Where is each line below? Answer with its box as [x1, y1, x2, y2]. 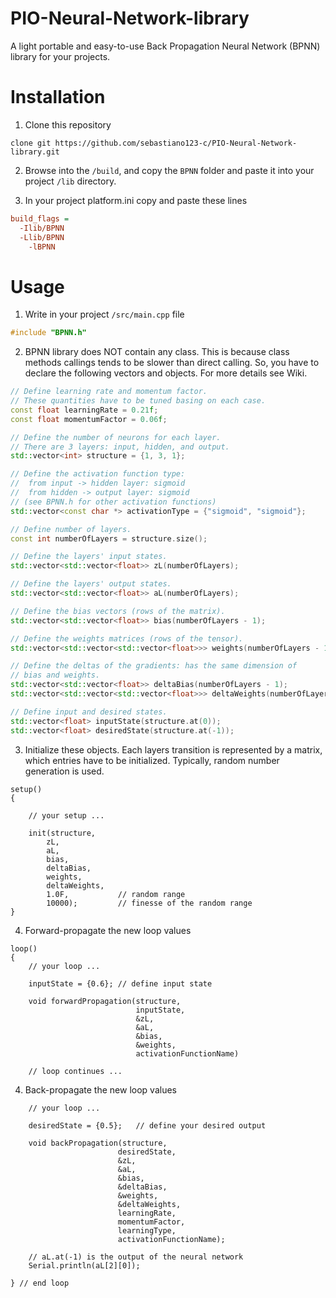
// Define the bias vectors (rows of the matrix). [10, 606, 226, 616]
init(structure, [28, 828, 97, 838]
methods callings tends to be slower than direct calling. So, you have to [24, 357, 320, 369]
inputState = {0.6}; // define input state [28, 978, 213, 989]
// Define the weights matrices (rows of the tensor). [10, 633, 244, 644]
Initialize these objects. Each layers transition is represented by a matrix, [24, 743, 323, 756]
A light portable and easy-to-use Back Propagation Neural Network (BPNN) [10, 40, 321, 52]
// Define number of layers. [10, 524, 132, 534]
